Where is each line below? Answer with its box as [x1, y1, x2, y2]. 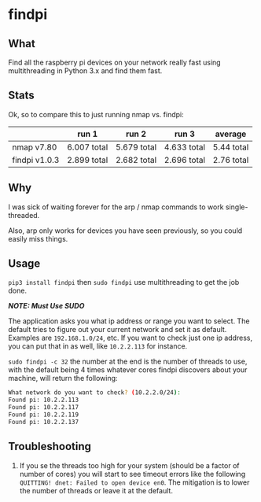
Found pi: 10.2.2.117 [8, 404, 79, 412]
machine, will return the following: [8, 374, 118, 383]
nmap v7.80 [12, 142, 57, 153]
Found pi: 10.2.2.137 [8, 418, 79, 426]
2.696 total [164, 154, 206, 165]
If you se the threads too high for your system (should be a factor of [19, 460, 240, 470]
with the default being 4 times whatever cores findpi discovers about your [8, 365, 248, 375]
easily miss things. [8, 234, 68, 243]
